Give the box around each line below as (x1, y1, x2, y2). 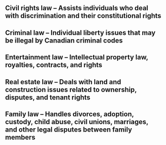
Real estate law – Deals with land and (5, 78, 121, 86)
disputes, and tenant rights (5, 93, 91, 101)
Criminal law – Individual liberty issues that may (5, 28, 156, 37)
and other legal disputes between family (5, 125, 132, 134)
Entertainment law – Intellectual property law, (5, 53, 149, 61)
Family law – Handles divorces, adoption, (5, 110, 134, 118)
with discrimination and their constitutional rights (5, 12, 162, 20)
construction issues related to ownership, (5, 85, 137, 94)
